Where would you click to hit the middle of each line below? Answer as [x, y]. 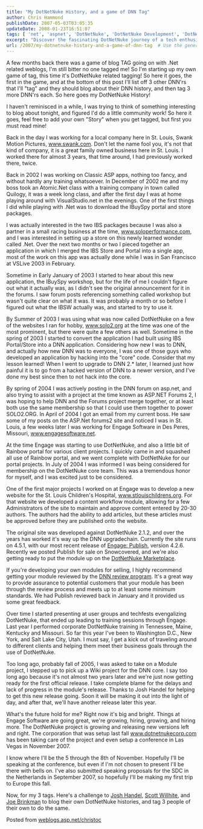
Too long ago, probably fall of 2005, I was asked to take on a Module [92, 664]
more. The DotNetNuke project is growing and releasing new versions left [98, 727]
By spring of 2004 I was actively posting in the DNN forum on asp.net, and [99, 388]
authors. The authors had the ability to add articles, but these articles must [99, 514]
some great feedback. [34, 602]
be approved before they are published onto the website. [77, 520]
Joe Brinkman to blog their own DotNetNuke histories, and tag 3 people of [98, 801]
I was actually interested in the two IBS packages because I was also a [94, 225]
